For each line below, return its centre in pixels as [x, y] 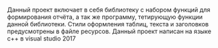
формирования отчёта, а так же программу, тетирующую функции [105, 17]
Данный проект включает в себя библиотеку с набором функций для [109, 10]
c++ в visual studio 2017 [41, 39]
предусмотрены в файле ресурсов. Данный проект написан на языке [109, 31]
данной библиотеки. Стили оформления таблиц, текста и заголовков [108, 24]
